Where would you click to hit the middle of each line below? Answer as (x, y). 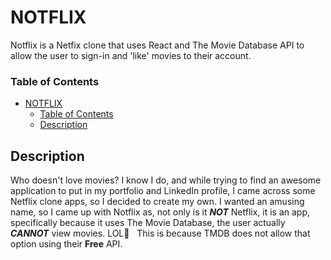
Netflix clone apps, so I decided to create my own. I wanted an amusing (157, 202)
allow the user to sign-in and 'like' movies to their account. (131, 55)
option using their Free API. (66, 244)
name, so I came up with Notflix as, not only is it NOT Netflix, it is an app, (160, 212)
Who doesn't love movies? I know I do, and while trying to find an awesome (166, 180)
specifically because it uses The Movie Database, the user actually (148, 223)
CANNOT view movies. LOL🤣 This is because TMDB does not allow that (160, 233)
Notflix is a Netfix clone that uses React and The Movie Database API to (157, 45)
